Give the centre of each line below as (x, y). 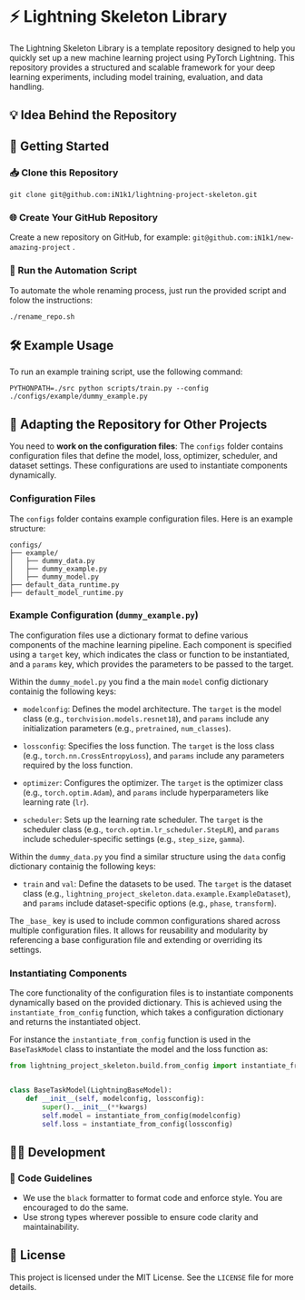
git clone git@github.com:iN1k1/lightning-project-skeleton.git (133, 195)
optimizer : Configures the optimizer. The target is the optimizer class (153, 782)
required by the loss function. (78, 765)
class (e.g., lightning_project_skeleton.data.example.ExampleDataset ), (157, 893)
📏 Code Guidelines (51, 1178)
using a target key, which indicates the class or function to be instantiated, (150, 654)
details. (23, 1286)
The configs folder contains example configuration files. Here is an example (151, 519)
